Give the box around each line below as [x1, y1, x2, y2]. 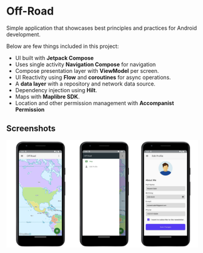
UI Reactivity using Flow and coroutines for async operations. [15, 73, 171, 81]
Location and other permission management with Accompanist [15, 99, 174, 107]
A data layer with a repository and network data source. [15, 80, 156, 87]
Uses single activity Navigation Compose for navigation [15, 61, 156, 68]
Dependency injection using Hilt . [15, 86, 97, 93]
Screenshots [6, 123, 56, 134]
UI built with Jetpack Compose [15, 54, 94, 61]
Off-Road [6, 4, 54, 18]
